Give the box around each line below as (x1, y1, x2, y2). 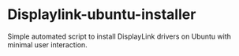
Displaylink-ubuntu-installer (7, 6, 196, 24)
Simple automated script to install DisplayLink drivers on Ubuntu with (7, 32, 232, 41)
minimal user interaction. (7, 39, 88, 49)
